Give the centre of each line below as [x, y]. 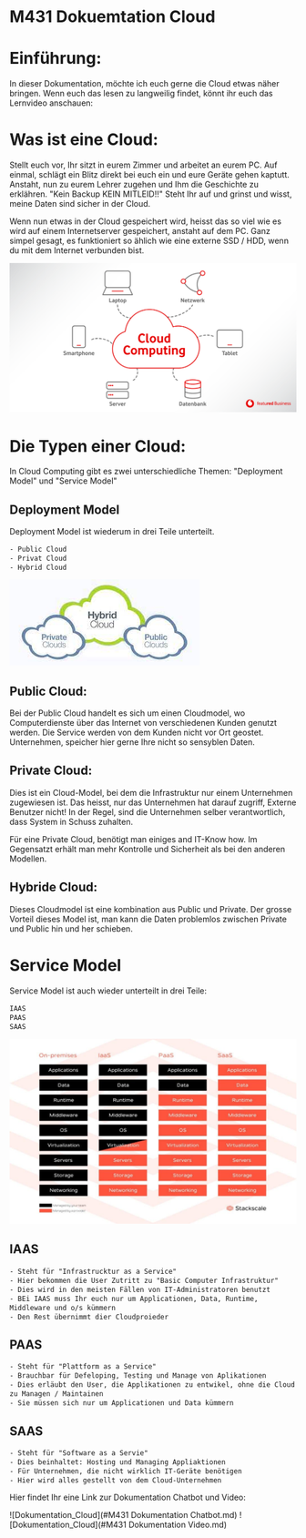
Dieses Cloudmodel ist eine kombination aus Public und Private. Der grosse [151, 909]
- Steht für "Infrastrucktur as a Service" [93, 1271]
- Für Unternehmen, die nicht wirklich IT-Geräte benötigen [126, 1472]
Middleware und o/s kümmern [63, 1308]
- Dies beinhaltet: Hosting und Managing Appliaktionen [117, 1462]
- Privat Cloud [38, 559]
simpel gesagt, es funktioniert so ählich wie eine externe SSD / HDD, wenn [149, 241]
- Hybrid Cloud [38, 568]
